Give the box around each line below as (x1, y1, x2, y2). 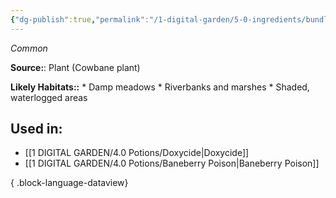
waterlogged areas (10, 91, 88, 103)
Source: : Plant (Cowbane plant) (10, 61, 141, 73)
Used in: (10, 121, 63, 138)
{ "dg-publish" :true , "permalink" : (10, 14, 150, 25)
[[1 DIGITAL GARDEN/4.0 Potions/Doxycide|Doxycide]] (24, 147, 250, 159)
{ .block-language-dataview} (10, 177, 129, 189)
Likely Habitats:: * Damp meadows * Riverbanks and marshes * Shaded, (10, 81, 310, 93)
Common (10, 42, 48, 54)
